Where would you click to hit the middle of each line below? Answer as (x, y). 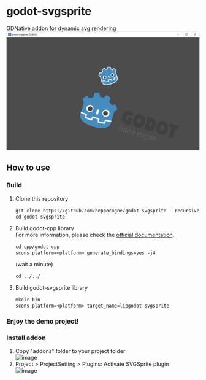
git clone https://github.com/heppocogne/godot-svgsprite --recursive (107, 211)
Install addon (26, 338)
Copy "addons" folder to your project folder (70, 351)
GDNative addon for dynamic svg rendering (61, 28)
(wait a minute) (34, 264)
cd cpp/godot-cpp (37, 247)
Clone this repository (42, 198)
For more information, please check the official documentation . (95, 235)
